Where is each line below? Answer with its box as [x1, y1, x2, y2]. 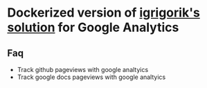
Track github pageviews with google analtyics [17, 66, 149, 73]
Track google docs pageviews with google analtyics [17, 73, 166, 81]
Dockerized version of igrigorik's [7, 5, 201, 21]
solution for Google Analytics [7, 19, 179, 35]
